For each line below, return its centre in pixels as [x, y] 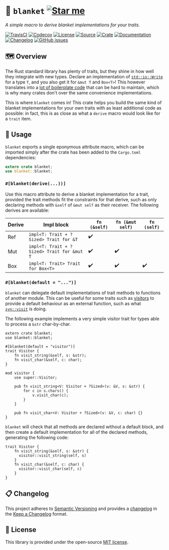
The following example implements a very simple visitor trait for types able [82, 318]
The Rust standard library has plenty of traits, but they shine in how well [80, 71]
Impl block [56, 224]
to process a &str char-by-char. [38, 324]
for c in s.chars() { [46, 391]
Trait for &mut [65, 251]
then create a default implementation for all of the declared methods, [77, 432]
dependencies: [21, 157]
